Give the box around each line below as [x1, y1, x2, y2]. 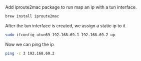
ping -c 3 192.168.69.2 [5, 51, 55, 56]
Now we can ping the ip [5, 41, 54, 47]
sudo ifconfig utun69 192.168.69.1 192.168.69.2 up [5, 32, 115, 37]
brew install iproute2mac [5, 14, 59, 19]
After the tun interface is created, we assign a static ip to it [5, 22, 126, 29]
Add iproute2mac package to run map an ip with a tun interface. [5, 4, 137, 10]
